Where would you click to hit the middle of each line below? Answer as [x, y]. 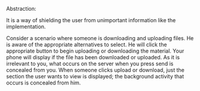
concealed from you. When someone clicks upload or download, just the [96, 70]
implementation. [26, 27]
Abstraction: [21, 9]
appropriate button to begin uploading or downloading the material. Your [95, 51]
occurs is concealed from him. [44, 83]
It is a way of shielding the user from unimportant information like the [91, 20]
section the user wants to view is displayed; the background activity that [95, 76]
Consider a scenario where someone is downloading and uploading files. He [100, 38]
